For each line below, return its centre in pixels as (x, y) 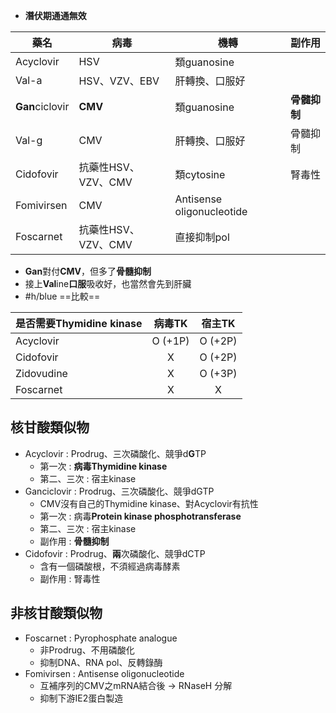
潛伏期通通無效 (55, 15)
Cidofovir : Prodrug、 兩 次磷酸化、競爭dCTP (115, 553)
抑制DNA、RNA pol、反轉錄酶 (101, 662)
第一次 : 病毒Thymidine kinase (103, 466)
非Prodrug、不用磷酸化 (87, 650)
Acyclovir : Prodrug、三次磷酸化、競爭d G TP (115, 453)
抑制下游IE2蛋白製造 (81, 698)
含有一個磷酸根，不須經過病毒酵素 (110, 566)
